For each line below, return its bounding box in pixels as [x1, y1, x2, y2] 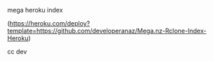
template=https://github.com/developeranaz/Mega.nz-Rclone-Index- [7, 27, 207, 35]
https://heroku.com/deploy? [9, 19, 91, 27]
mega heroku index [7, 6, 63, 14]
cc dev [7, 48, 27, 55]
